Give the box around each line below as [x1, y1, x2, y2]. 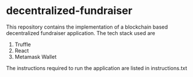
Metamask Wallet [14, 53, 57, 60]
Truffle [14, 41, 31, 48]
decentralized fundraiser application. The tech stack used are [6, 29, 155, 36]
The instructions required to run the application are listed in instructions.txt [6, 64, 187, 71]
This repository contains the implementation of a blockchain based [6, 23, 168, 30]
